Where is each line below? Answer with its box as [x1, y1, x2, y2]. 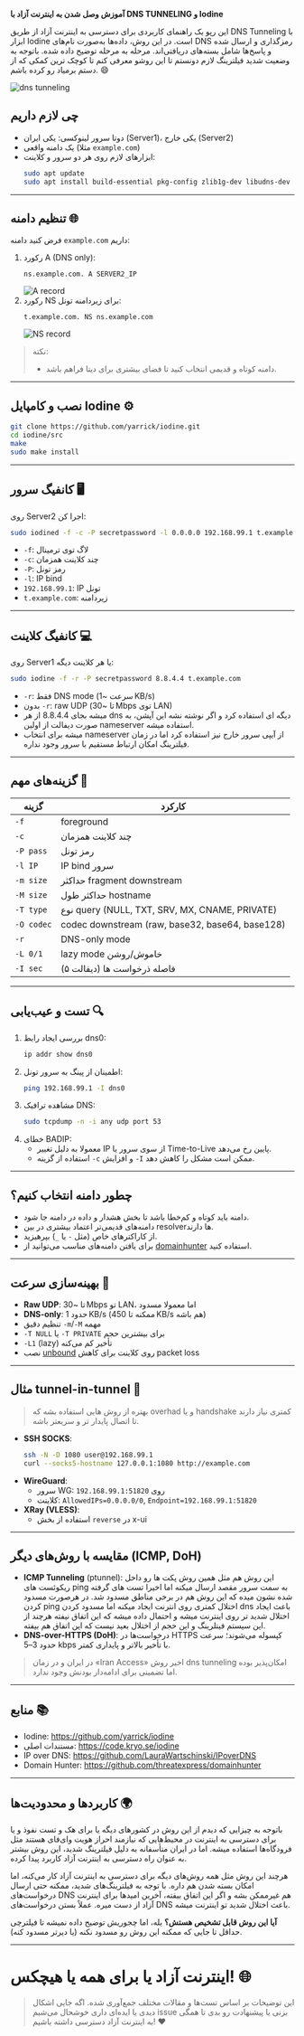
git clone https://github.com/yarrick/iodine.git [10, 422, 201, 431]
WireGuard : [23, 1475, 69, 1486]
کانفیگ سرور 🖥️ [10, 482, 85, 497]
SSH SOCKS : [23, 1433, 73, 1444]
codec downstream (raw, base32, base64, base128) [60, 918, 286, 930]
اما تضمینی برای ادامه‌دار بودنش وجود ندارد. [32, 1666, 178, 1677]
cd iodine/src [10, 430, 64, 440]
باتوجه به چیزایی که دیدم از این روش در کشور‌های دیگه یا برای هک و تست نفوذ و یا [10, 1824, 283, 1834]
